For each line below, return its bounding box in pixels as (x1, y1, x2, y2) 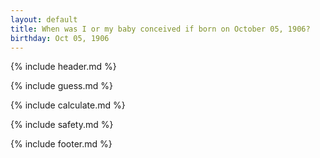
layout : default (10, 14, 78, 25)
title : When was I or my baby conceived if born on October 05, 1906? (10, 24, 311, 34)
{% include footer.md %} (10, 138, 113, 150)
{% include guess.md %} (10, 80, 113, 92)
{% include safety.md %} (10, 119, 114, 131)
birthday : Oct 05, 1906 (10, 33, 110, 43)
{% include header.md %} (10, 61, 117, 73)
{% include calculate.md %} (10, 99, 126, 111)
